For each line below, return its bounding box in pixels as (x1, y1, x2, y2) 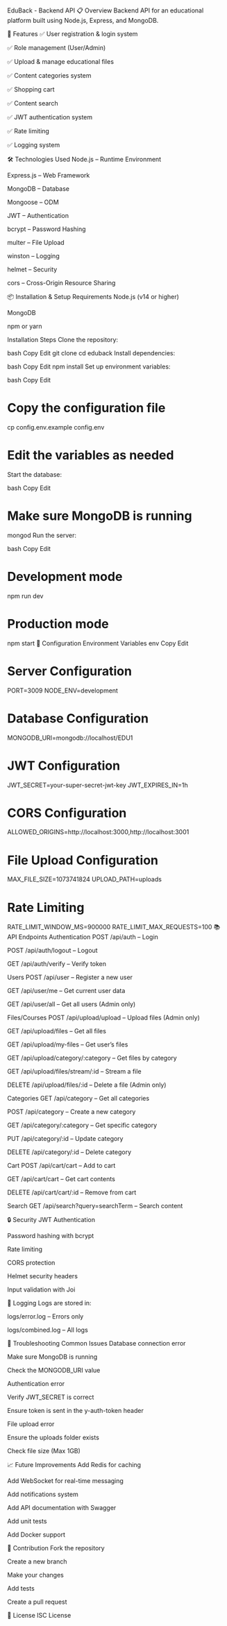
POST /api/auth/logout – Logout (7, 947, 99, 955)
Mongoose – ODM (7, 198, 59, 206)
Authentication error (7, 1380, 65, 1388)
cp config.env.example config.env (7, 423, 105, 431)
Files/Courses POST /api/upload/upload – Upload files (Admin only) (7, 1013, 200, 1022)
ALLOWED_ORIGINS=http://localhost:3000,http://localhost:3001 (7, 828, 190, 836)
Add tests (7, 1584, 35, 1593)
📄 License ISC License (7, 1611, 72, 1620)
